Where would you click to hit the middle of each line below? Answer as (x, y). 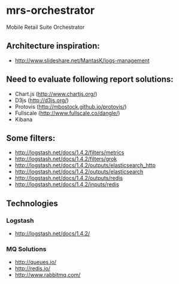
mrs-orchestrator (50, 11)
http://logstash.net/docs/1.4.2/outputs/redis (69, 178)
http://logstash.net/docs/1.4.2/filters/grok (66, 159)
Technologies (32, 203)
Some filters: (31, 138)
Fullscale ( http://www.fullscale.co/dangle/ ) (67, 113)
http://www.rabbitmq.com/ (48, 275)
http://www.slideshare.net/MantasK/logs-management (82, 60)
